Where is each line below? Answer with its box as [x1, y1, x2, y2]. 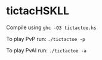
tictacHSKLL [6, 4, 70, 18]
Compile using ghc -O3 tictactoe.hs [6, 24, 97, 31]
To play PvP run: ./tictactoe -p [6, 35, 85, 42]
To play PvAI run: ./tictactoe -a [6, 46, 86, 54]
